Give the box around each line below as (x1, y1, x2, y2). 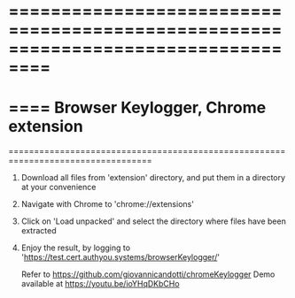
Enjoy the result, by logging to (20, 242, 130, 253)
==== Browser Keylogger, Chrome (8, 98, 267, 118)
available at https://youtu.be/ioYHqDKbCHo (20, 279, 180, 289)
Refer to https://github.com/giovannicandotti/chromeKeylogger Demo (20, 269, 276, 279)
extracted (20, 225, 57, 236)
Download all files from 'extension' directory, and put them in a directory (20, 172, 285, 183)
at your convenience (20, 182, 97, 193)
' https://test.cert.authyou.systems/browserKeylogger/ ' (20, 252, 221, 263)
